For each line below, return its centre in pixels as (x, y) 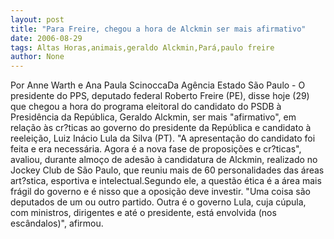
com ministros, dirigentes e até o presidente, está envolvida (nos (143, 213)
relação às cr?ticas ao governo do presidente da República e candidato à (161, 128)
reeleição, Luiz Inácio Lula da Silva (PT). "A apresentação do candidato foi (163, 138)
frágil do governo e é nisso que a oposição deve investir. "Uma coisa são (160, 192)
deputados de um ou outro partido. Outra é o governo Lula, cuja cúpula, (158, 202)
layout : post (37, 19)
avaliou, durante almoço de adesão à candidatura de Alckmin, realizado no (164, 160)
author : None (37, 57)
